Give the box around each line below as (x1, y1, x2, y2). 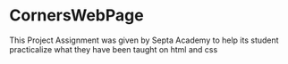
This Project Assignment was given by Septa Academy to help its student (9, 35, 279, 45)
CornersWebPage (9, 5, 145, 26)
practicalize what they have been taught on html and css (9, 44, 218, 54)
